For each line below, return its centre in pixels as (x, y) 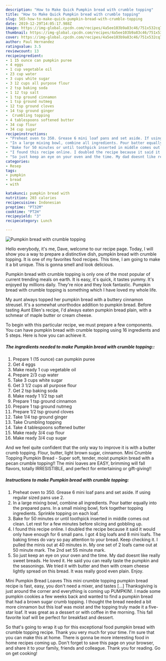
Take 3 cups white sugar (38, 380)
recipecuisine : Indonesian (33, 202)
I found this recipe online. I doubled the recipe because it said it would (84, 529)
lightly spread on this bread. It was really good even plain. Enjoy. (78, 571)
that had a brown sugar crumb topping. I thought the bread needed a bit (79, 602)
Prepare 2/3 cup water (35, 375)
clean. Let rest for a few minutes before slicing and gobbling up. (78, 524)
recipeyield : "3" (23, 216)
